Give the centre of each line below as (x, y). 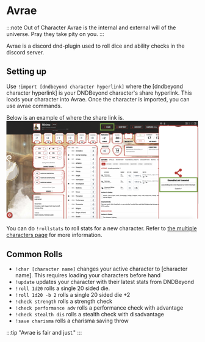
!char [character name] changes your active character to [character (101, 269)
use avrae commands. (34, 106)
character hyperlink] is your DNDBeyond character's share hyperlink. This (99, 93)
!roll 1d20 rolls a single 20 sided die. (63, 288)
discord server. (25, 52)
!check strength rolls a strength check (64, 301)
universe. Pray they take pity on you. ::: (56, 34)
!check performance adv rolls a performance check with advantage (99, 307)
